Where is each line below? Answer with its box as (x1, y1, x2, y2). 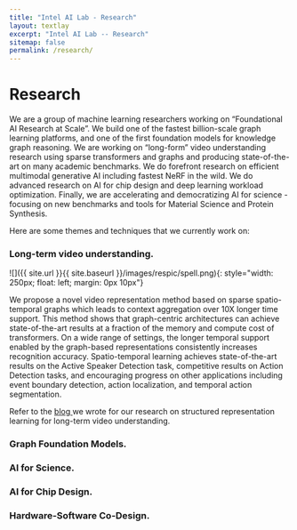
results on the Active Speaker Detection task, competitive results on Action (9, 361, 284, 372)
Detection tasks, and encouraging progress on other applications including (9, 370, 283, 381)
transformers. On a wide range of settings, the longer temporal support (9, 333, 269, 343)
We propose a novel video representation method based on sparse (9, 294, 254, 305)
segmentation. (9, 389, 62, 400)
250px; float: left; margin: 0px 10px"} (9, 277, 144, 288)
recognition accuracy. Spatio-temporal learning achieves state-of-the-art (9, 351, 277, 362)
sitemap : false (9, 37, 66, 47)
